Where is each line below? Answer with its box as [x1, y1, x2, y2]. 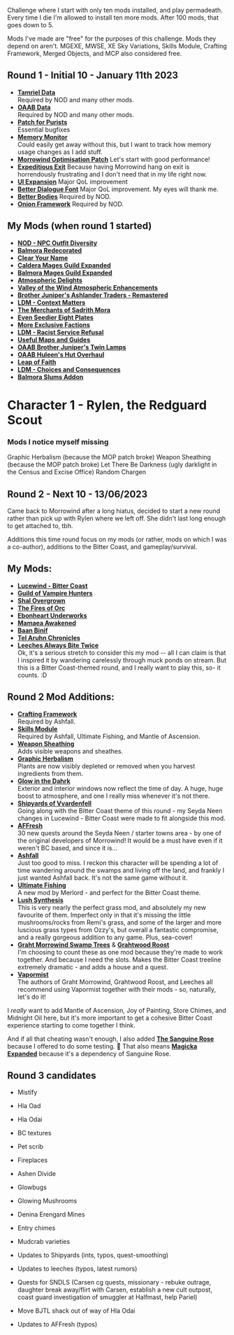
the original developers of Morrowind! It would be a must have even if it [17, 836, 223, 845]
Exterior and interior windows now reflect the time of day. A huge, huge [17, 784, 224, 792]
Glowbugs [17, 1183, 47, 1191]
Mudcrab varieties [17, 1238, 71, 1246]
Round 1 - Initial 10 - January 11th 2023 [7, 69, 179, 81]
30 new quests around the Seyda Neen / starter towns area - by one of [17, 829, 221, 837]
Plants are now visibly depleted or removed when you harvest [17, 761, 196, 770]
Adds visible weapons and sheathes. [17, 747, 124, 755]
